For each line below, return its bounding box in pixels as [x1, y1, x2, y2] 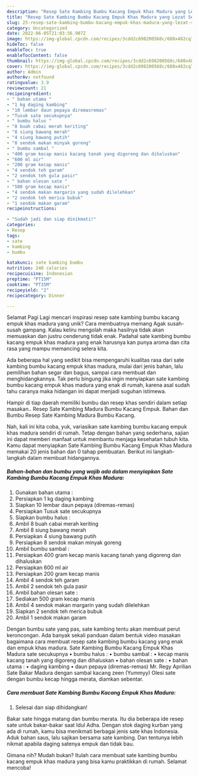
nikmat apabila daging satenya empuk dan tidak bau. [6, 740, 135, 748]
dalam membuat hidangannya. [26, 455, 100, 462]
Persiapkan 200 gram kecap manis [15, 571, 100, 578]
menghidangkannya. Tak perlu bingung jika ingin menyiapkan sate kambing [6, 375, 189, 383]
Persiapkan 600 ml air [15, 564, 69, 571]
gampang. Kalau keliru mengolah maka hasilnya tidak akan [22, 326, 165, 333]
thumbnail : [6, 58, 33, 64]
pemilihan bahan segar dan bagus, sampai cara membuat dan [6, 369, 156, 376]
